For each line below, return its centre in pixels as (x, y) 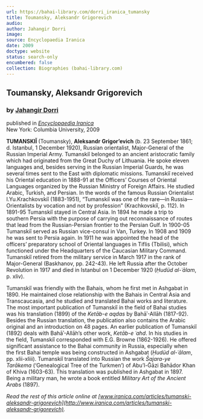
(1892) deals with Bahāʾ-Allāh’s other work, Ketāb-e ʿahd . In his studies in (97, 333)
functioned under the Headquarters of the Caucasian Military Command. (97, 251)
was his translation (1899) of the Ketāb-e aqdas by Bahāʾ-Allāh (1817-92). (97, 314)
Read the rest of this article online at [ (53, 397)
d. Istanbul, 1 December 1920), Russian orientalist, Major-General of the (95, 148)
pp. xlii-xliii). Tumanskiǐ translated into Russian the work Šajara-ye (89, 359)
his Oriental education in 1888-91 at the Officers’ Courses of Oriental (92, 180)
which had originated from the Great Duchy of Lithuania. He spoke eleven (98, 160)
